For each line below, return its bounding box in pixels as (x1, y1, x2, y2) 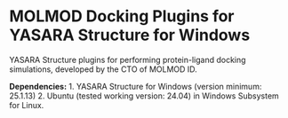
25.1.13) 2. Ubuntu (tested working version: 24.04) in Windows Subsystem (9, 90, 280, 101)
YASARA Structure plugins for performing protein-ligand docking (9, 54, 246, 65)
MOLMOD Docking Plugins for (9, 6, 235, 27)
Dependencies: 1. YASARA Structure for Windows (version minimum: (9, 81, 262, 91)
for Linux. (9, 99, 44, 110)
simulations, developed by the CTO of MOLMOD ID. (9, 64, 197, 75)
